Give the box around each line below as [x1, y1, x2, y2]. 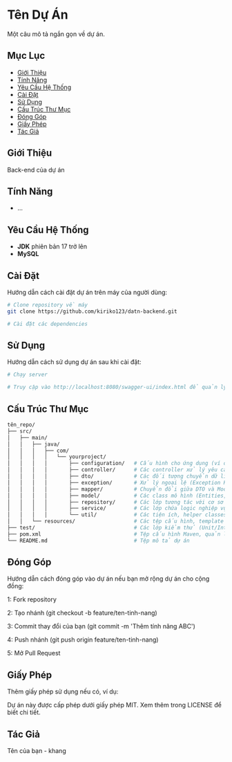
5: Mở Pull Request [7, 649, 61, 657]
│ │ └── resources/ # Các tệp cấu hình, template [7, 518, 224, 525]
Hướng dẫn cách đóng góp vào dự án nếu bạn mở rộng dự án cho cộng [7, 574, 210, 583]
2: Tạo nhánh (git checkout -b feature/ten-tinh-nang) [7, 609, 157, 617]
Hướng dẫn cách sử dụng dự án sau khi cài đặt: [7, 358, 142, 366]
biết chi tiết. [7, 708, 41, 716]
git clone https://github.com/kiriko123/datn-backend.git [7, 308, 177, 315]
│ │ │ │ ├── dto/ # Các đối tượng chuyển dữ [7, 473, 217, 480]
